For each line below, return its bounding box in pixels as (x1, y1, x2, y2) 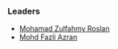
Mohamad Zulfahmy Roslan (18, 24, 110, 34)
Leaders (7, 6, 41, 17)
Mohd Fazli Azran (18, 32, 78, 42)
